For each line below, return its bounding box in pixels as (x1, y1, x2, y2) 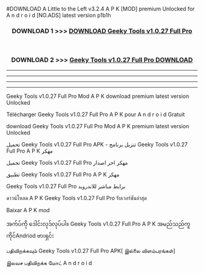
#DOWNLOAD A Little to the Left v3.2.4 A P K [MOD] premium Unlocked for (6, 5, 195, 12)
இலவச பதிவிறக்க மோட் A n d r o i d (6, 259, 92, 266)
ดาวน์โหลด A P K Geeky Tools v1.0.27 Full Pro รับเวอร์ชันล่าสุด (6, 194, 147, 201)
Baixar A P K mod (6, 206, 50, 213)
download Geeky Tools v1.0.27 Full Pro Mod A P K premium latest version (6, 122, 189, 130)
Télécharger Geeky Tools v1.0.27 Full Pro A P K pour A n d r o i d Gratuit (6, 111, 185, 118)
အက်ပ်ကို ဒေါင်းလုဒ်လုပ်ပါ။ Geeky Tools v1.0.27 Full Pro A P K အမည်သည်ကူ (6, 220, 191, 227)
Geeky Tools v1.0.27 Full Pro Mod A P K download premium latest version (6, 92, 189, 100)
